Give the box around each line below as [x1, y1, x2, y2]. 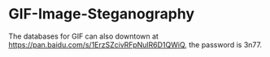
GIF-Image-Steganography [8, 5, 195, 23]
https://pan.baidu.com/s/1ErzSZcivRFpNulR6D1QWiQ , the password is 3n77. [8, 39, 263, 49]
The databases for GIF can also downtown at [8, 31, 159, 41]
